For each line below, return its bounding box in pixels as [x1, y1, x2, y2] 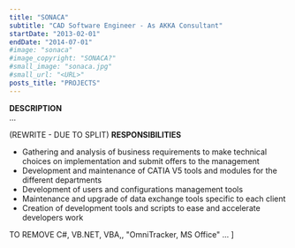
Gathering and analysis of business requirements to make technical [21, 147, 268, 157]
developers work [21, 212, 84, 222]
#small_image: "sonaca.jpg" [9, 63, 113, 71]
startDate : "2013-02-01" [9, 29, 101, 38]
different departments [21, 174, 102, 185]
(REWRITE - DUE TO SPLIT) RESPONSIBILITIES [9, 129, 182, 139]
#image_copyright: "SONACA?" [9, 54, 117, 63]
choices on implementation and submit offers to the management [21, 155, 261, 166]
